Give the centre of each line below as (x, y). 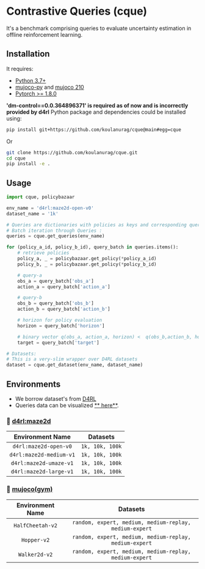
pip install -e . (28, 164)
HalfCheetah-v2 (35, 525)
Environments (34, 384)
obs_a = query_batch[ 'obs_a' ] (56, 281)
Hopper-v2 (35, 540)
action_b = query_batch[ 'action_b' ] (64, 309)
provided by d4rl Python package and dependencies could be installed (96, 112)
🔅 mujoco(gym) (30, 489)
